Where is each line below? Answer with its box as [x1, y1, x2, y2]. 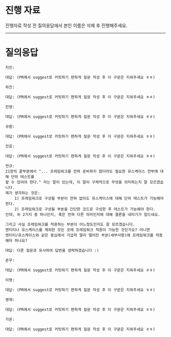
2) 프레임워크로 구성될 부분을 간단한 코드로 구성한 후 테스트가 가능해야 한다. [14, 206, 156, 211]
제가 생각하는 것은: [5, 190, 40, 196]
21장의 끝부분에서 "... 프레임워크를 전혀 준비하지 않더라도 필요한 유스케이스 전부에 [5, 169, 158, 174]
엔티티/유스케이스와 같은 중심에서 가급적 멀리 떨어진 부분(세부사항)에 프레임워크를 [5, 232, 154, 238]
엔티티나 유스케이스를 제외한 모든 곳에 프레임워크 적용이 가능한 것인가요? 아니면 [5, 227, 150, 232]
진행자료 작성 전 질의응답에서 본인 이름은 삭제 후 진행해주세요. [5, 22, 128, 28]
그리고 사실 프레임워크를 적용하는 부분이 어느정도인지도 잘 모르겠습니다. [5, 222, 135, 227]
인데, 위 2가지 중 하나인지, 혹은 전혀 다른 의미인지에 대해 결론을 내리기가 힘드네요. [5, 212, 160, 217]
